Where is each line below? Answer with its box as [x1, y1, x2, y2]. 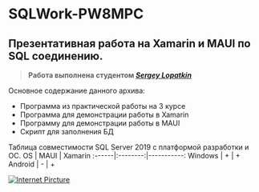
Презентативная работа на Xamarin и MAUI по [8, 37, 251, 50]
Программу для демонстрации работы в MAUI [19, 118, 180, 128]
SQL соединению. [8, 49, 103, 62]
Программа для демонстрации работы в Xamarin [19, 110, 189, 119]
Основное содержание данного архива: [8, 86, 146, 95]
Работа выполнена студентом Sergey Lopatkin [27, 70, 192, 80]
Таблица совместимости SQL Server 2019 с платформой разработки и [8, 142, 249, 152]
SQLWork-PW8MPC [8, 5, 144, 23]
